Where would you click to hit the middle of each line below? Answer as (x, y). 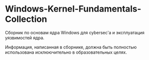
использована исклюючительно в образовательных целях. (66, 52)
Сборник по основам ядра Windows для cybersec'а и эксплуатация (75, 32)
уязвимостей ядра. (25, 38)
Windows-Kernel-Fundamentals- (73, 9)
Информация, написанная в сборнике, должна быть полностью (71, 47)
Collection (26, 19)
